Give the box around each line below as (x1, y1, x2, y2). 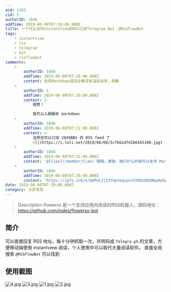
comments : (5, 60, 26, 65)
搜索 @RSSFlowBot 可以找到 (5, 251, 60, 257)
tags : (5, 31, 17, 36)
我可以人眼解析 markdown (32, 112, 80, 117)
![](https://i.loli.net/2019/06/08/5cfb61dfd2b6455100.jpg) (32, 140, 163, 145)
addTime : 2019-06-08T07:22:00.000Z (23, 154, 99, 160)
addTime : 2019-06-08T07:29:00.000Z (23, 173, 99, 178)
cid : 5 (5, 12, 19, 17)
